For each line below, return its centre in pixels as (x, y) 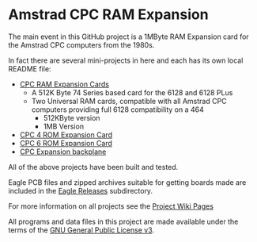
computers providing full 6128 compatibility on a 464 (117, 109)
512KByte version (72, 117)
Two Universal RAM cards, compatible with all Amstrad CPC (129, 101)
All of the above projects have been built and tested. (93, 167)
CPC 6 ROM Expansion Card (66, 143)
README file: (30, 68)
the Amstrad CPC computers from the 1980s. (81, 44)
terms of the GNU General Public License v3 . (81, 230)
